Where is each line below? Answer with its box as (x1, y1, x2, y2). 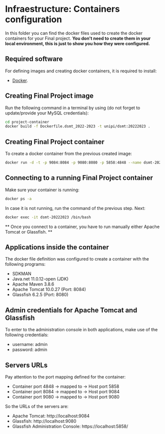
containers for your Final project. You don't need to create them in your (5, 35, 151, 41)
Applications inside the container (5, 243, 109, 251)
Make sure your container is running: (5, 187, 80, 193)
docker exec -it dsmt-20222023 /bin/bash (5, 215, 91, 220)
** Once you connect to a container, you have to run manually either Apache (5, 224, 160, 230)
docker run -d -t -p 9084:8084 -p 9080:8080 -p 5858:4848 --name (5, 160, 141, 165)
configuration (5, 14, 62, 25)
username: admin (12, 342, 48, 347)
